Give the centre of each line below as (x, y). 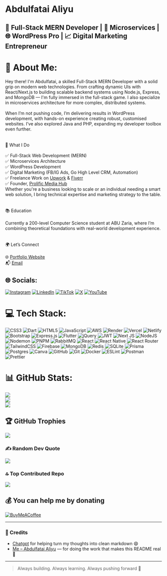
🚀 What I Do (17, 145)
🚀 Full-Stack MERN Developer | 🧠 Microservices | (82, 28)
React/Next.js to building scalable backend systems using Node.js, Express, (83, 92)
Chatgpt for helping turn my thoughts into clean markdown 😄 (75, 543)
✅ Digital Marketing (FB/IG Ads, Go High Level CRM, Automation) (72, 172)
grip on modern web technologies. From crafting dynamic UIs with (73, 87)
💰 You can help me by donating (55, 501)
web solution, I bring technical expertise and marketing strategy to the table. (83, 194)
